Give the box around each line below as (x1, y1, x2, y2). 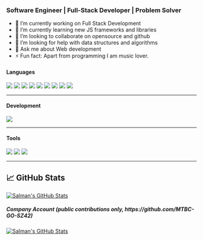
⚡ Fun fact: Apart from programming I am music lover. (14, 52, 149, 60)
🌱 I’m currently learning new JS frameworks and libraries (14, 26, 157, 33)
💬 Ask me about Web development (14, 45, 101, 53)
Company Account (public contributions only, (6, 206, 124, 213)
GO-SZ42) (6, 212, 33, 219)
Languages (6, 68, 35, 76)
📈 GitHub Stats (6, 173, 65, 183)
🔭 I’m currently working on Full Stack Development (14, 20, 141, 27)
